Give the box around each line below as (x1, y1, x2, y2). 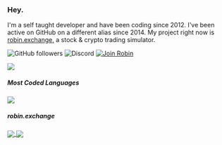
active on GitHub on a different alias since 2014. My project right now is (7, 28, 215, 36)
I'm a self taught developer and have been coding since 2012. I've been (7, 21, 215, 29)
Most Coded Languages (7, 78, 80, 87)
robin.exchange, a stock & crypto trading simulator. (7, 36, 156, 44)
